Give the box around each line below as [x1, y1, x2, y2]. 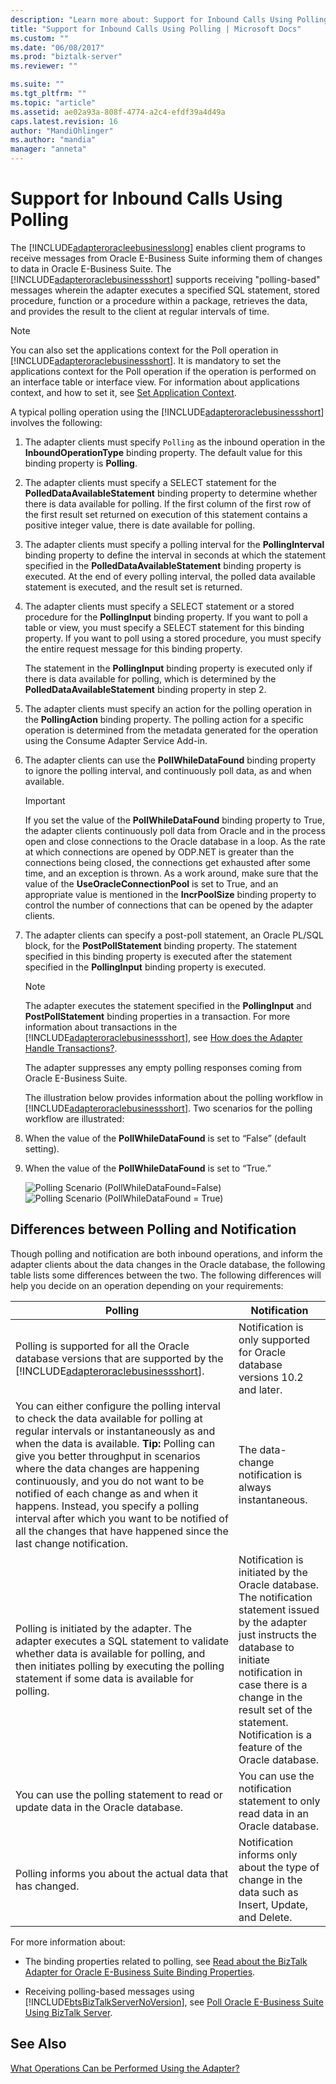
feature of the [238, 1740, 303, 1754]
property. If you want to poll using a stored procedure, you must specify [24, 632, 322, 644]
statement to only [238, 1794, 321, 1808]
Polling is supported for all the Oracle [15, 1339, 190, 1353]
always [238, 1480, 272, 1494]
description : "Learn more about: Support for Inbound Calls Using [10, 14, 293, 25]
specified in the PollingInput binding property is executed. [24, 961, 267, 973]
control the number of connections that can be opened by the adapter [24, 899, 314, 911]
